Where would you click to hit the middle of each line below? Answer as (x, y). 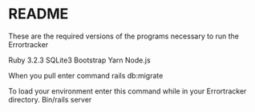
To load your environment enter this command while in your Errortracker (127, 91)
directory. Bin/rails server (50, 99)
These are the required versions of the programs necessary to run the (123, 36)
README (38, 14)
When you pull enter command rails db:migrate (86, 75)
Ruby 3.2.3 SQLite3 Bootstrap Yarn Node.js (79, 60)
